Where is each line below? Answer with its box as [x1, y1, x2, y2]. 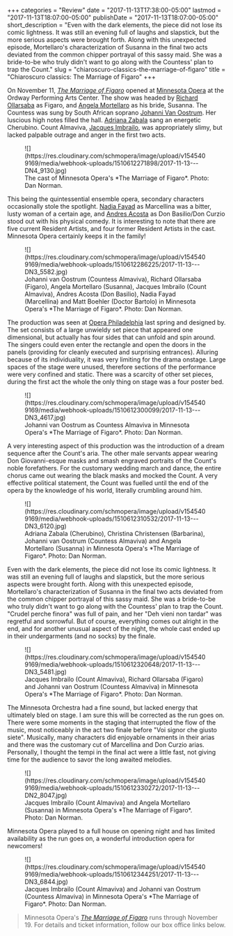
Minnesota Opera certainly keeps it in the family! [7, 232, 146, 240]
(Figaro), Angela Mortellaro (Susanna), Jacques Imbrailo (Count [24, 283, 207, 290]
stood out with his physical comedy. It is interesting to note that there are [7, 217, 216, 225]
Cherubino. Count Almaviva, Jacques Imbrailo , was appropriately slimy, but [7, 124, 223, 131]
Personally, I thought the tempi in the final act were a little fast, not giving [7, 748, 216, 756]
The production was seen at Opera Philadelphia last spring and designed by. [7, 318, 226, 327]
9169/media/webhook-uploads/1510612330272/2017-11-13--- [24, 784, 200, 792]
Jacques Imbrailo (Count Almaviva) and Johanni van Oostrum [24, 885, 201, 893]
